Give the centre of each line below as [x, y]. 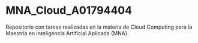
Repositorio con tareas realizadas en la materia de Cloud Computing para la [99, 27]
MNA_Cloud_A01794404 [69, 10]
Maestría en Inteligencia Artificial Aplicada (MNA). [67, 33]
